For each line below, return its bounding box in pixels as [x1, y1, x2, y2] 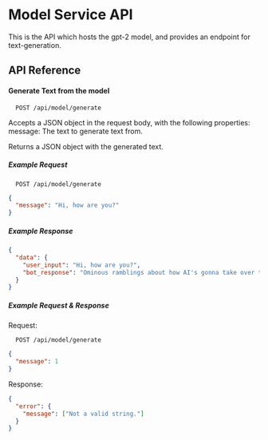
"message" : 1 [15, 358, 59, 366]
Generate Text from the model [8, 85, 110, 95]
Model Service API [8, 6, 133, 24]
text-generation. [8, 40, 61, 50]
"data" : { [15, 253, 48, 261]
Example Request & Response [8, 300, 109, 310]
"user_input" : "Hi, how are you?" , [22, 261, 141, 269]
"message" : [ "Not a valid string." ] [22, 410, 145, 418]
